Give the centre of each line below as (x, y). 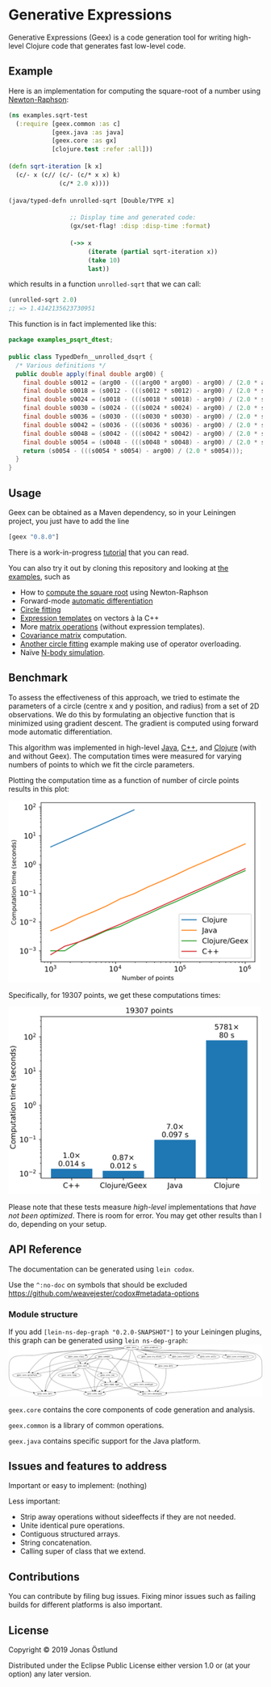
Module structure (43, 1314)
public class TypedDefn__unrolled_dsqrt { (81, 357)
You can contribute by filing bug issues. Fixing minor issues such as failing (132, 1596)
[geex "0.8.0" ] (34, 537)
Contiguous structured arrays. (70, 1534)
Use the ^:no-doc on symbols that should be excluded (98, 1284)
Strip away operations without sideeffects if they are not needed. (128, 1517)
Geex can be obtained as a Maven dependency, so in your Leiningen (122, 512)
